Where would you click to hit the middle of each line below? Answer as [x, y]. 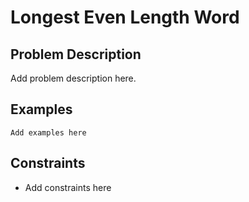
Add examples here [48, 132]
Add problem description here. [73, 78]
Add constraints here [68, 187]
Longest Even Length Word [125, 17]
